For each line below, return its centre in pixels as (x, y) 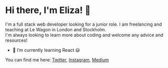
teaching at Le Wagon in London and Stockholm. (56, 29)
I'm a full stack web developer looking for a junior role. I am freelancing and (84, 24)
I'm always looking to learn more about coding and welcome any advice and (84, 35)
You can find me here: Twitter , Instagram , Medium (57, 59)
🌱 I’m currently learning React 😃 (46, 50)
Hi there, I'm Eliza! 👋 (48, 10)
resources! (16, 40)
